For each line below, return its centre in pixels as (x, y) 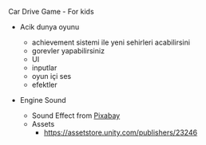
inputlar (44, 68)
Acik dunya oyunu (50, 27)
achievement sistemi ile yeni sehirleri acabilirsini (111, 42)
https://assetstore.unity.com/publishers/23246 (121, 132)
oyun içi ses (51, 76)
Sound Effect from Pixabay (76, 116)
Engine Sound (43, 100)
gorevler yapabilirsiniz (68, 51)
